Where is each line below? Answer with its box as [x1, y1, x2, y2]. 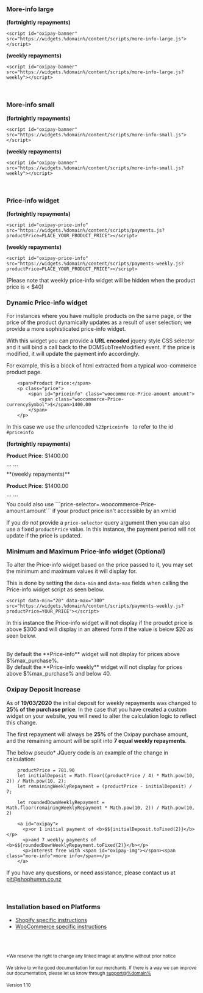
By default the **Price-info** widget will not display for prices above [6, 651, 180, 658]
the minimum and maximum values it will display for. [6, 567, 137, 575]
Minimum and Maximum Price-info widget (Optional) [6, 547, 166, 556]
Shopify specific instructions [15, 917, 87, 924]
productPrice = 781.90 [17, 767, 75, 773]
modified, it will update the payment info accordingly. [6, 350, 140, 358]
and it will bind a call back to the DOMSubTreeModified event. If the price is [6, 344, 196, 351]
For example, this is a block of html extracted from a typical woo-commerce [6, 362, 197, 369]
